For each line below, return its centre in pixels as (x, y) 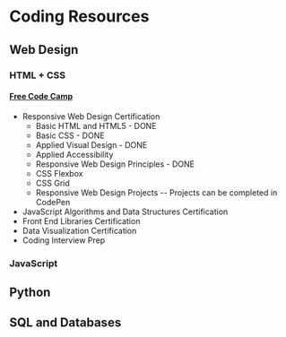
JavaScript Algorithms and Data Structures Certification (125, 212)
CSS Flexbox (59, 173)
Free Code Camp (41, 97)
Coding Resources (79, 17)
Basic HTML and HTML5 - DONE (96, 125)
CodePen (53, 202)
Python (30, 293)
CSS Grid (52, 183)
